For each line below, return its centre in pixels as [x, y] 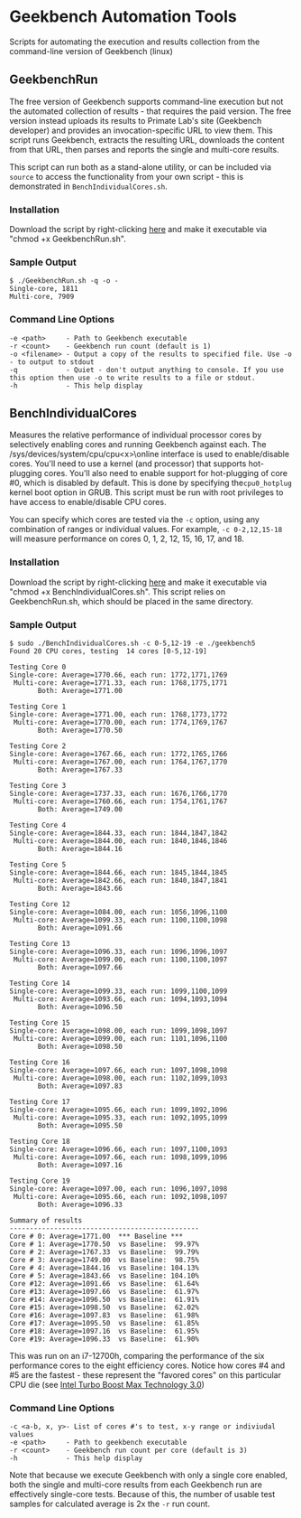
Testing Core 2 [38, 746]
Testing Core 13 [40, 944]
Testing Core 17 [40, 1102]
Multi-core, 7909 [42, 297]
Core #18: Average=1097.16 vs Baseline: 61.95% [105, 1331]
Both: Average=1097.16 [80, 1166]
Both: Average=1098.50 [80, 1047]
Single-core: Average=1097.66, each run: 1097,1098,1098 [119, 1071]
